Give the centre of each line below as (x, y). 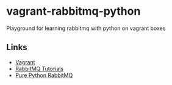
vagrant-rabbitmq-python (73, 11)
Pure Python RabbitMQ (44, 75)
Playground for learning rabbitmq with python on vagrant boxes (86, 28)
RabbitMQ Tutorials (39, 68)
